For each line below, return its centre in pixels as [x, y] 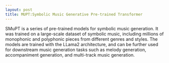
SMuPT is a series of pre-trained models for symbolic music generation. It [82, 28]
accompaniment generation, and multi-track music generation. [70, 55]
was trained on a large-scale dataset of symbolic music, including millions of [84, 34]
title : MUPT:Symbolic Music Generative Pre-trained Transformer [74, 14]
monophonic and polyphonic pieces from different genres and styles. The [81, 39]
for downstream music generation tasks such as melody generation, [76, 50]
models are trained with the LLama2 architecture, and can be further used [82, 44]
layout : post [19, 10]
